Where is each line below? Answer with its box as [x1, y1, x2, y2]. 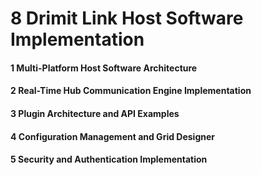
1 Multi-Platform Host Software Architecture [10, 62, 198, 74]
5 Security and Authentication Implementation [10, 153, 208, 166]
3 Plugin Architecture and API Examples [10, 107, 180, 119]
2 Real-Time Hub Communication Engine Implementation [10, 85, 252, 97]
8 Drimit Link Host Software [10, 7, 244, 30]
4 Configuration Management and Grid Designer [10, 130, 216, 142]
